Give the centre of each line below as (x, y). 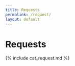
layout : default (22, 19)
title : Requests (22, 10)
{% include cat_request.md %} (37, 58)
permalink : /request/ (28, 15)
